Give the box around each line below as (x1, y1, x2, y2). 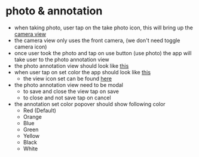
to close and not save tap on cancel (23, 94, 111, 101)
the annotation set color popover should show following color (14, 100, 166, 107)
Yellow (23, 132, 40, 139)
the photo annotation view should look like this (14, 62, 129, 70)
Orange (23, 113, 42, 120)
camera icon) (14, 43, 47, 50)
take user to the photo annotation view (14, 56, 110, 63)
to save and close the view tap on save (23, 87, 119, 95)
